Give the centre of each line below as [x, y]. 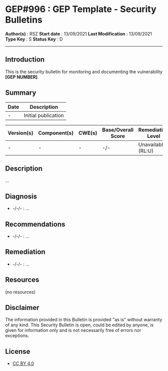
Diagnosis [21, 196]
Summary [21, 93]
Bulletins [24, 20]
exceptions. [17, 336]
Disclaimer [22, 308]
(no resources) [20, 292]
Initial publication [44, 115]
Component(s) [56, 133]
